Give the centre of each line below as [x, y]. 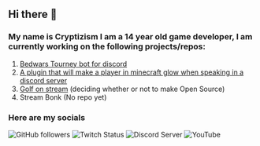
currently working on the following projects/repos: [107, 46]
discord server [43, 80]
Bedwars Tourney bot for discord [73, 64]
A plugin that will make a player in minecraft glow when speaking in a [132, 72]
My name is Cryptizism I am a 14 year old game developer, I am [130, 37]
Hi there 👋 [33, 15]
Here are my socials [46, 117]
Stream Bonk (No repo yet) [63, 97]
